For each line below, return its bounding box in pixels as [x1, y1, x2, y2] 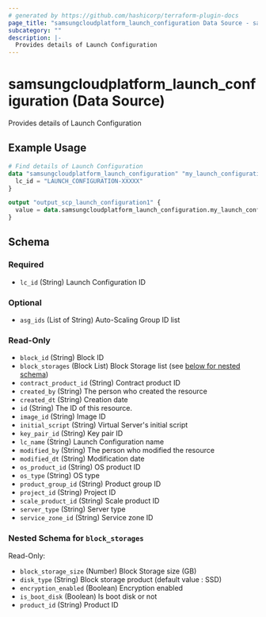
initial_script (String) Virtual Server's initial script [19, 420, 188, 430]
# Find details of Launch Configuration [8, 162, 144, 171]
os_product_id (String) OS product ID [19, 462, 141, 472]
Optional [8, 297, 42, 308]
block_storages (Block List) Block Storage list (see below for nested [19, 362, 241, 371]
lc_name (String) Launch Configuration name [19, 437, 165, 446]
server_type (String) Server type [19, 504, 126, 514]
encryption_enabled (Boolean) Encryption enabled [19, 583, 184, 592]
